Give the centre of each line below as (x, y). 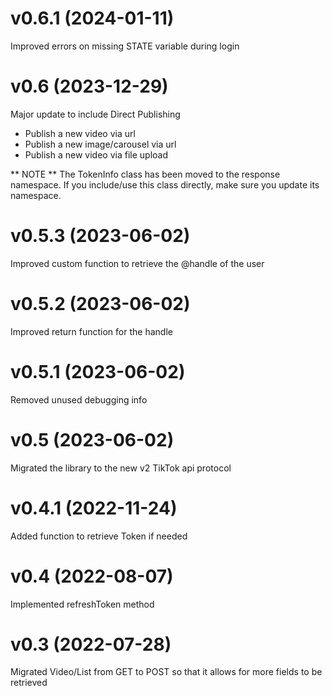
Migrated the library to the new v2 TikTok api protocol (121, 468)
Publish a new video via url (80, 133)
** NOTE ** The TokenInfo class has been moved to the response (145, 174)
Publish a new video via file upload (96, 154)
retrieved (29, 683)
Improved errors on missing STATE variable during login (125, 46)
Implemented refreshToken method (82, 604)
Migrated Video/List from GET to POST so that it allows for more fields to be (166, 672)
